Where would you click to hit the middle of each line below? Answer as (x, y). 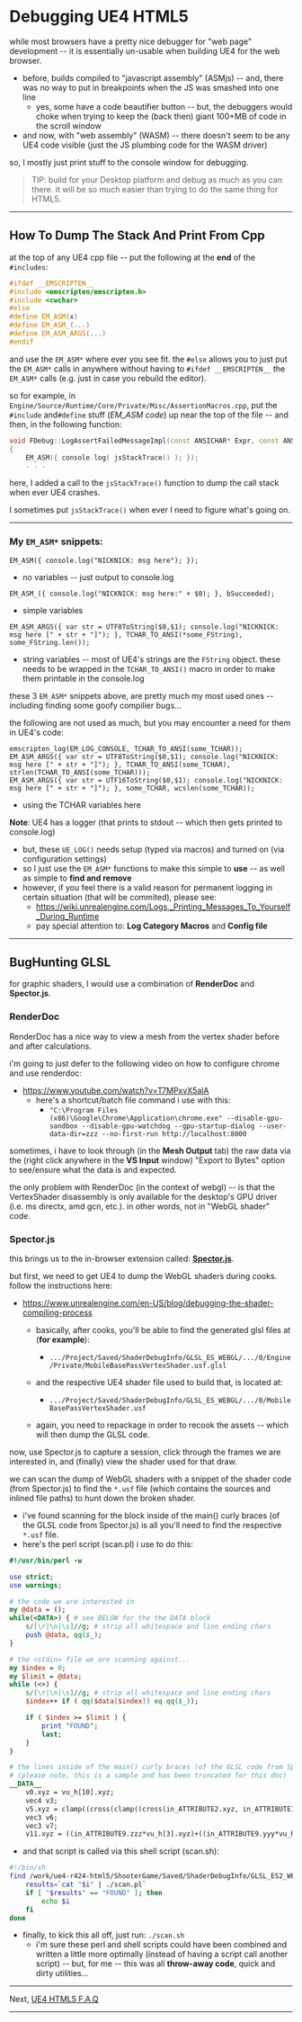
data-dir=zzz (74, 1134)
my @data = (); (38, 1610)
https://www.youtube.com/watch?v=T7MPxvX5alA (115, 1090)
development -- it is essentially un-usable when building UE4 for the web (145, 50)
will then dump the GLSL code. (93, 1434)
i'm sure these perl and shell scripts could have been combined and (161, 1945)
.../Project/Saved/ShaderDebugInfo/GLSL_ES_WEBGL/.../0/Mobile (170, 1400)
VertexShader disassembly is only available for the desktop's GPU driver (143, 1196)
